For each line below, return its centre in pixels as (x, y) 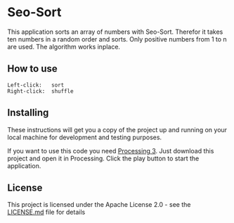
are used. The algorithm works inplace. (64, 46)
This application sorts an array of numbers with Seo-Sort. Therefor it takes (115, 32)
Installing (28, 113)
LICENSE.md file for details (46, 212)
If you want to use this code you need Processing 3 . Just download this (111, 151)
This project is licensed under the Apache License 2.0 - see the (99, 205)
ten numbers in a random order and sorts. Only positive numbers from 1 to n (117, 39)
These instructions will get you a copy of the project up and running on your (117, 129)
